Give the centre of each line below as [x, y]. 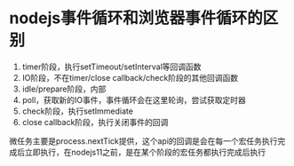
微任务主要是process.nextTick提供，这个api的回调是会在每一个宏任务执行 [143, 141]
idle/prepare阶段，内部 [64, 89]
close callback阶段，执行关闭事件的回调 [95, 122]
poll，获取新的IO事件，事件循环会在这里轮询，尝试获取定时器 [134, 99]
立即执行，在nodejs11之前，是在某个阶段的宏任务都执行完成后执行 [145, 152]
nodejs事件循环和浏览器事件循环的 [136, 18]
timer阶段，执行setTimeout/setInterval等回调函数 [111, 67]
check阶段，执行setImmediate [77, 111]
